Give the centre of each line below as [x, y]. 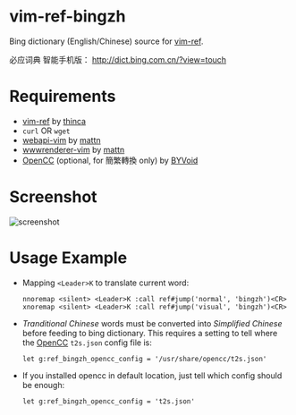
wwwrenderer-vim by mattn [73, 149]
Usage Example [68, 258]
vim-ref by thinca [54, 121]
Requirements [63, 97]
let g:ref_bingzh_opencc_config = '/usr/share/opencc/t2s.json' [144, 359]
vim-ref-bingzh [68, 17]
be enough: [43, 385]
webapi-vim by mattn [61, 140]
